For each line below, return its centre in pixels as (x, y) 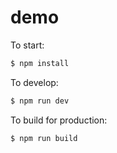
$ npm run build (44, 138)
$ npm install (40, 63)
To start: (27, 45)
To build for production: (59, 120)
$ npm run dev (40, 101)
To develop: (34, 82)
